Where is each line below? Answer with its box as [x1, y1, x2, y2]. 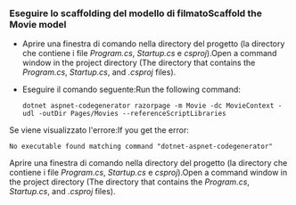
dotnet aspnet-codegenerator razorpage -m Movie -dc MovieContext [21, 102, 275, 111]
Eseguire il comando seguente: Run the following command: [21, 84, 241, 95]
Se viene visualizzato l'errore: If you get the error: [9, 125, 189, 135]
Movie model [9, 18, 67, 30]
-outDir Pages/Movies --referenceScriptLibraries [38, 110, 226, 119]
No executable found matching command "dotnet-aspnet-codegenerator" [9, 142, 274, 152]
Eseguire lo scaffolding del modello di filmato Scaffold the [9, 7, 263, 20]
